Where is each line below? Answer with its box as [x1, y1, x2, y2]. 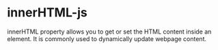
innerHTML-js [7, 5, 87, 21]
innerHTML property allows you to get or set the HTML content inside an [7, 27, 212, 36]
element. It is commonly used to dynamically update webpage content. [7, 34, 207, 42]
